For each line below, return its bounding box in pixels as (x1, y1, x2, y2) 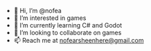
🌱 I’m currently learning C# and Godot (13, 21, 123, 29)
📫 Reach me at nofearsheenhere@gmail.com (13, 37, 144, 44)
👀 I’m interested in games (13, 14, 87, 22)
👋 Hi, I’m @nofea (13, 7, 62, 14)
